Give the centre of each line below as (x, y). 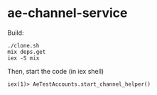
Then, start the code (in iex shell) (56, 71)
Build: (16, 33)
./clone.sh (23, 45)
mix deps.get (27, 52)
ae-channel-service (67, 13)
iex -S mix (23, 58)
